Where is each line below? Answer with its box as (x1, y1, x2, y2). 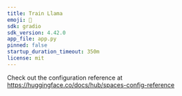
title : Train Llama (7, 10, 63, 17)
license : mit (7, 55, 45, 62)
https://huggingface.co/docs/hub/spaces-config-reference (7, 80, 175, 89)
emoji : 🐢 (7, 16, 32, 23)
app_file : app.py (7, 36, 57, 43)
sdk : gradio (7, 23, 41, 29)
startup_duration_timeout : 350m (7, 49, 100, 56)
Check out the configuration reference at (7, 73, 123, 82)
